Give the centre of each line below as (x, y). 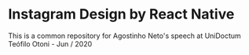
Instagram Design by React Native (121, 14)
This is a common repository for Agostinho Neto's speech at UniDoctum (124, 36)
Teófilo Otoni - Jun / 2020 (50, 43)
